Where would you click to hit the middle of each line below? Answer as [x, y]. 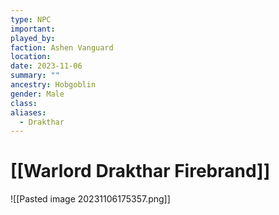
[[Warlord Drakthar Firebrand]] [140, 171]
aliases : [28, 112]
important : [33, 29]
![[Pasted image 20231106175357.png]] [90, 199]
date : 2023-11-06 [46, 66]
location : [31, 57]
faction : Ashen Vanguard [62, 47]
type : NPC [31, 19]
